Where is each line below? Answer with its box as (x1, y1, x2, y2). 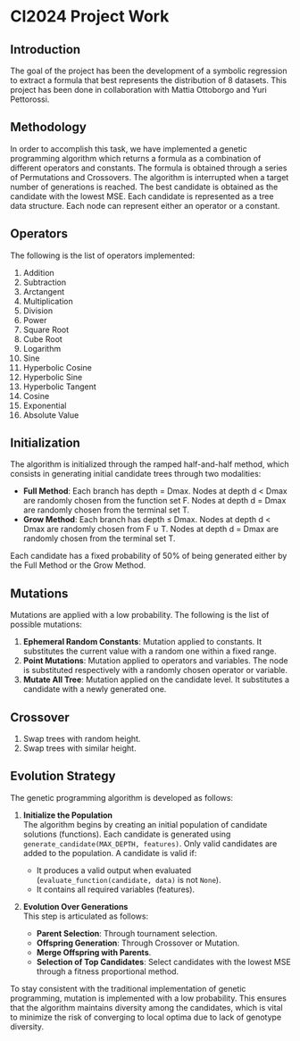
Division (22, 305, 53, 316)
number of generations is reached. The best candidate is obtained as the (10, 181, 279, 192)
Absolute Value (22, 409, 79, 421)
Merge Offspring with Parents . (36, 946, 152, 957)
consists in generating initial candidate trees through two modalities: (10, 469, 262, 479)
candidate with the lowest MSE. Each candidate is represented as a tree (10, 190, 274, 202)
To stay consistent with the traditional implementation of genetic (10, 983, 246, 994)
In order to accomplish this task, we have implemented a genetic (10, 143, 248, 154)
